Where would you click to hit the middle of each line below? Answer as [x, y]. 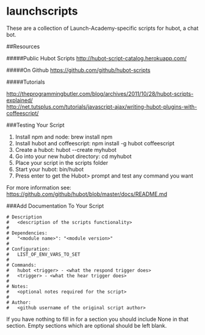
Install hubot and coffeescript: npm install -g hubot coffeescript [95, 143]
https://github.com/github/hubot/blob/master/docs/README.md [87, 194]
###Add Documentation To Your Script [55, 206]
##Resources [23, 46]
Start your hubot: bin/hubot [49, 169]
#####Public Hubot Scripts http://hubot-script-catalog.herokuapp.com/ [97, 58]
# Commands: [21, 265]
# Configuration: [28, 249]
